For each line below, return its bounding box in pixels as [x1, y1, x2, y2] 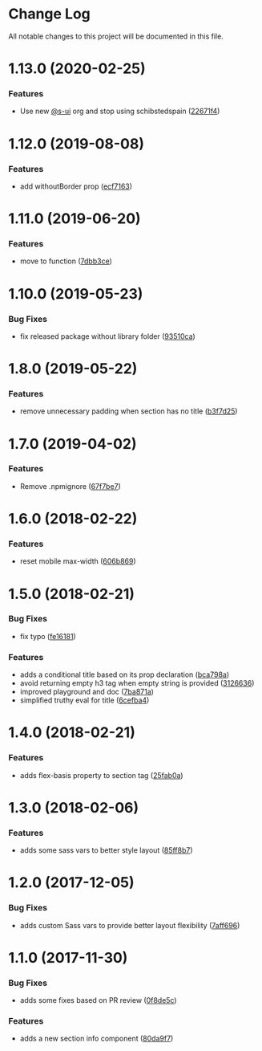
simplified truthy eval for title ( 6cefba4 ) [19, 695, 150, 705]
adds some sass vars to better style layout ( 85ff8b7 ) [19, 845, 194, 855]
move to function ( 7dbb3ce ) [19, 256, 112, 266]
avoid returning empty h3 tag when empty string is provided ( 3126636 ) [19, 678, 255, 688]
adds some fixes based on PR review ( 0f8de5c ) [19, 996, 178, 1005]
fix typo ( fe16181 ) [19, 631, 76, 641]
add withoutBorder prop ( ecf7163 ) [19, 181, 133, 191]
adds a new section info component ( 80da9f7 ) [19, 1033, 174, 1044]
